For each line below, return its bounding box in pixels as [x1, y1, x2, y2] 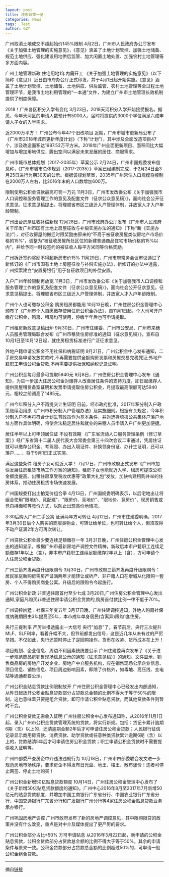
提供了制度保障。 [5, 95, 41, 102]
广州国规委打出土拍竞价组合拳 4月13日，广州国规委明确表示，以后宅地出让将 [5, 491, 164, 497]
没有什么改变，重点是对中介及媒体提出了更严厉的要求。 [14, 821, 129, 827]
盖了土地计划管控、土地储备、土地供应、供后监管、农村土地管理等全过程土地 [5, 83, 164, 89]
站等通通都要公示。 [5, 673, 45, 679]
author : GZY [5, 26, 30, 31]
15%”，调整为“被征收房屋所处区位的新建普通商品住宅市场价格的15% [14, 238, 154, 244]
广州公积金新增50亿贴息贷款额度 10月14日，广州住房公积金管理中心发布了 [5, 779, 158, 785]
